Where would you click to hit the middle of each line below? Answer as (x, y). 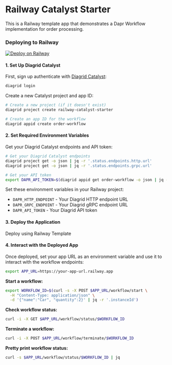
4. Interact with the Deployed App (42, 245)
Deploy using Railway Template (38, 233)
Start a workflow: (24, 281)
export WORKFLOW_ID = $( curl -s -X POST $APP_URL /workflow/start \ (76, 290)
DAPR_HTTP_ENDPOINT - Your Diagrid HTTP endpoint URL (70, 199)
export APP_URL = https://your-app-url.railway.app (59, 271)
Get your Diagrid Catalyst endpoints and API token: (59, 147)
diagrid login (20, 86)
